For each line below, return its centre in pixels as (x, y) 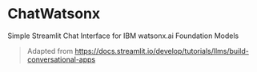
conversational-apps (61, 59)
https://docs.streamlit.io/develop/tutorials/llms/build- (162, 51)
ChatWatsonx (54, 14)
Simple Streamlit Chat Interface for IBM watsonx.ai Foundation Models (123, 36)
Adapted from (50, 51)
